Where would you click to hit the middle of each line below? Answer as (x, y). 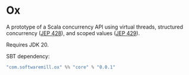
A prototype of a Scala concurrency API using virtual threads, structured (94, 27)
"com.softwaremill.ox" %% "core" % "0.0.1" (61, 67)
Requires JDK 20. (28, 45)
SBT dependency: (28, 56)
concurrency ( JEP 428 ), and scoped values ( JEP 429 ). (73, 33)
